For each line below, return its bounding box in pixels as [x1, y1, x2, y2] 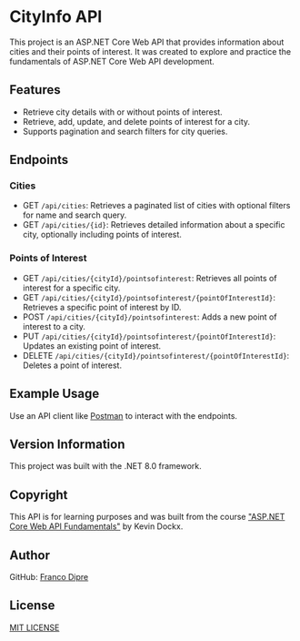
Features [9, 82, 61, 97]
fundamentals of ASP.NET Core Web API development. [9, 56, 215, 66]
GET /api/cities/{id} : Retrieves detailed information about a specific [22, 219, 285, 230]
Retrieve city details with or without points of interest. [22, 107, 223, 117]
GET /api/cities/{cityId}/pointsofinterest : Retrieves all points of [22, 272, 277, 283]
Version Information [9, 436, 125, 452]
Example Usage [9, 386, 100, 402]
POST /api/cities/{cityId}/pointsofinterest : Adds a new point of [22, 311, 277, 322]
